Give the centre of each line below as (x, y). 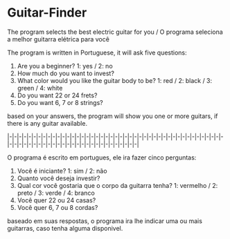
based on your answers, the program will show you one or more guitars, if (113, 116)
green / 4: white (40, 88)
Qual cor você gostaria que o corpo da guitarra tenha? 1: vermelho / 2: (117, 185)
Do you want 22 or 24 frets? (57, 95)
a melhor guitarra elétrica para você (58, 39)
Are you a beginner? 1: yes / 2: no (65, 66)
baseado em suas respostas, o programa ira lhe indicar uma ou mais (105, 221)
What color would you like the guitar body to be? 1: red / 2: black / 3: (115, 80)
